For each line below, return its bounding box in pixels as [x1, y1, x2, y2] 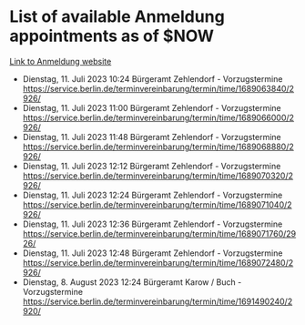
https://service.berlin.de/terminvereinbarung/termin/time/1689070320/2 [22, 170, 294, 181]
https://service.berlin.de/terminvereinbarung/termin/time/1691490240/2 [22, 296, 293, 307]
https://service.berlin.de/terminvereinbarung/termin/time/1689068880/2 [22, 141, 294, 152]
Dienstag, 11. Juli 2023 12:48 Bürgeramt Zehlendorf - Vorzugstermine [22, 248, 283, 259]
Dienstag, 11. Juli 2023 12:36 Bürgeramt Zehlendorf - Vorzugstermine [22, 218, 283, 229]
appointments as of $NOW [9, 25, 215, 46]
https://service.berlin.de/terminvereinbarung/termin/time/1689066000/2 [22, 112, 294, 123]
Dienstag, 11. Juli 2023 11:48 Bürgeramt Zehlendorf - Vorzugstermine [22, 131, 282, 142]
